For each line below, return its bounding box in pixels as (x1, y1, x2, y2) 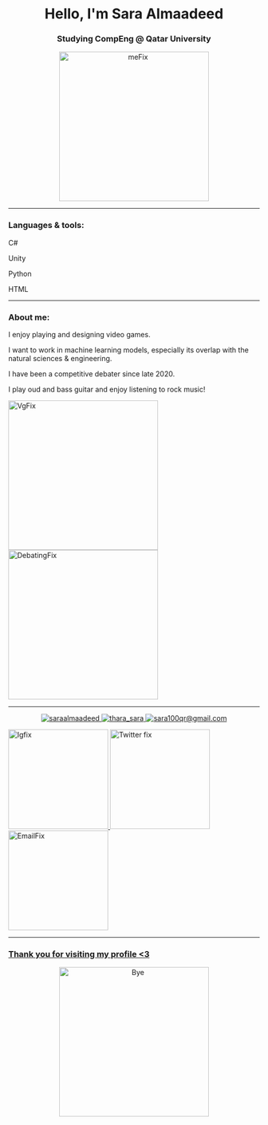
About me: (8, 312, 50, 323)
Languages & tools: (8, 220, 85, 231)
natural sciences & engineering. (8, 354, 112, 364)
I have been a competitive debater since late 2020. (8, 369, 175, 379)
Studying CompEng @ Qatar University (57, 33, 211, 45)
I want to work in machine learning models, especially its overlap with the (8, 345, 249, 355)
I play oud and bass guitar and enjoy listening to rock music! (8, 384, 206, 395)
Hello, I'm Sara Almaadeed (44, 5, 224, 23)
